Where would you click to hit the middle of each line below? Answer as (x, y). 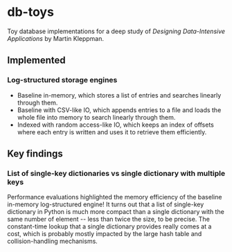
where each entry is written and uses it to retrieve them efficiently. (112, 132)
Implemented (36, 61)
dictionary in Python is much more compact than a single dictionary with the (116, 212)
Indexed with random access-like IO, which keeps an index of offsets (116, 125)
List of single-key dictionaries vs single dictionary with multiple (116, 173)
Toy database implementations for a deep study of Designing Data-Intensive (116, 31)
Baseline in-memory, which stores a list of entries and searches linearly (119, 95)
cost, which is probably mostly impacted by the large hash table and (105, 234)
